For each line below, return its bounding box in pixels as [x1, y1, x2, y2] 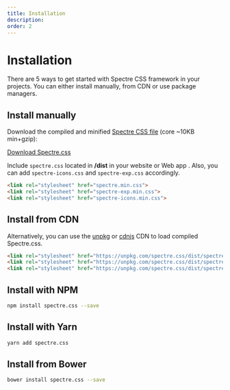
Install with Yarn [7, 321, 77, 333]
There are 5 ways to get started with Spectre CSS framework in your [7, 75, 201, 83]
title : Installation [7, 10, 66, 17]
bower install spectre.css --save [7, 376, 106, 384]
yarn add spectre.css [7, 339, 69, 346]
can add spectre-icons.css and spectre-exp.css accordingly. [7, 169, 180, 177]
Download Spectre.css [7, 148, 71, 156]
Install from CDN [7, 214, 79, 226]
